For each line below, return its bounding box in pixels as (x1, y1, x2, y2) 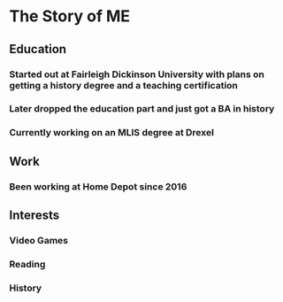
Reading (9, 258, 46, 270)
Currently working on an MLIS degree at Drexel (9, 127, 215, 139)
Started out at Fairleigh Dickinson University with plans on (9, 68, 265, 81)
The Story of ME (9, 6, 131, 27)
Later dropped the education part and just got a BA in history (9, 103, 275, 115)
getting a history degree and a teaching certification (9, 79, 239, 91)
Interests (9, 208, 60, 223)
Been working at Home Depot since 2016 (9, 180, 187, 192)
